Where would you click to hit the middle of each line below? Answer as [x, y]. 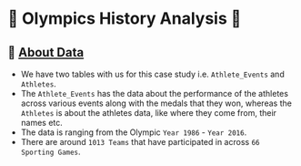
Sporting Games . [51, 151]
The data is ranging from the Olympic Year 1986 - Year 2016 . [134, 132]
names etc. [42, 123]
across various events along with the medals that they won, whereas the [156, 103]
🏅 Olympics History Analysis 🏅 [125, 19]
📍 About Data [46, 52]
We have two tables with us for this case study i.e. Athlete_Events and [152, 74]
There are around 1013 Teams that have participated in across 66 [140, 142]
